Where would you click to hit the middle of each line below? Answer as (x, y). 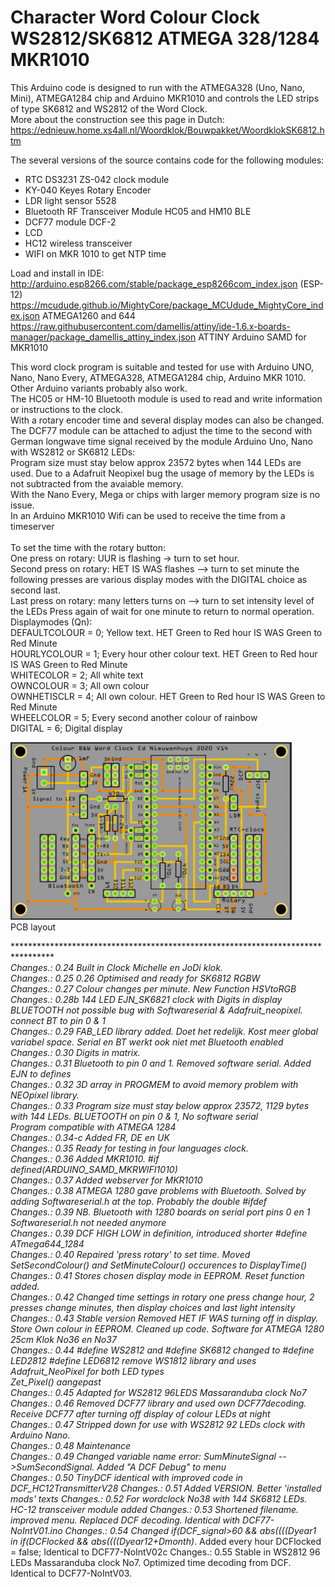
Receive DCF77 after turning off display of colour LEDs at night (140, 1413)
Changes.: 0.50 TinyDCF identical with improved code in (126, 1477)
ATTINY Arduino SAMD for (252, 337)
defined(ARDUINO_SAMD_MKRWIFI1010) (94, 1169)
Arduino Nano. (40, 1435)
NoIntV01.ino (36, 1530)
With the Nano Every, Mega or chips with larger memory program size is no (165, 494)
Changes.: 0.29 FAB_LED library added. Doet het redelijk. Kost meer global (164, 1031)
